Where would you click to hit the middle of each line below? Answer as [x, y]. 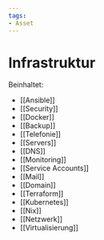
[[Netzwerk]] [41, 219]
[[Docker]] [37, 118]
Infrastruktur [52, 63]
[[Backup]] [38, 126]
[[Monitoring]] [43, 160]
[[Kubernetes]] [44, 202]
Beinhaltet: [26, 85]
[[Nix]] [30, 211]
